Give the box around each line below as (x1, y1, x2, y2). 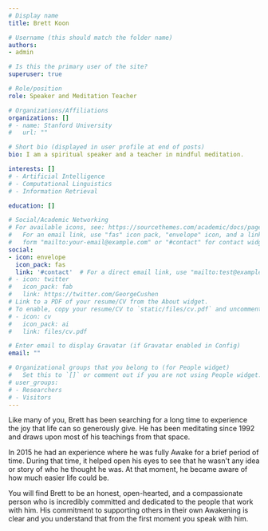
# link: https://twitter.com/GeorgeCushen (8, 291, 159, 299)
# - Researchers (8, 386, 62, 394)
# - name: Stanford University (8, 121, 112, 129)
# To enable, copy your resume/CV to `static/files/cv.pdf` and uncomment (8, 305, 262, 313)
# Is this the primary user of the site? (8, 63, 148, 71)
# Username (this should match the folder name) (8, 34, 173, 42)
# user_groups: (8, 378, 59, 386)
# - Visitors (8, 393, 52, 402)
